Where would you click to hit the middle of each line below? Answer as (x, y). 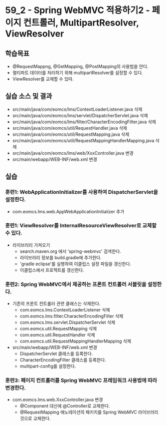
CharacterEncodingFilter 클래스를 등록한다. (63, 360)
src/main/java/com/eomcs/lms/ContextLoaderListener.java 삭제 (77, 109)
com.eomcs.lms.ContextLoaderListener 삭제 (65, 310)
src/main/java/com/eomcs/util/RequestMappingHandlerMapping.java (83, 140)
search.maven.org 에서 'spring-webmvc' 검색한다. (70, 251)
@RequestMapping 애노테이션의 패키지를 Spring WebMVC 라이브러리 (89, 412)
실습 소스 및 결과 (29, 96)
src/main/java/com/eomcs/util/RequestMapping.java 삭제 (71, 134)
